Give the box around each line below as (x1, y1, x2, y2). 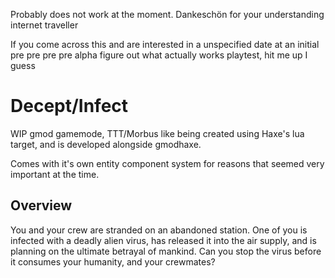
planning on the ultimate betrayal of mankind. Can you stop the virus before (10, 245, 322, 257)
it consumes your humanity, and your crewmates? (10, 255, 216, 268)
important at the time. (10, 168, 100, 180)
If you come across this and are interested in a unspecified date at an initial (10, 39, 320, 50)
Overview (10, 197, 73, 214)
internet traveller (10, 19, 79, 31)
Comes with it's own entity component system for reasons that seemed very (10, 157, 325, 169)
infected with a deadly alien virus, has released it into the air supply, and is (10, 234, 317, 246)
